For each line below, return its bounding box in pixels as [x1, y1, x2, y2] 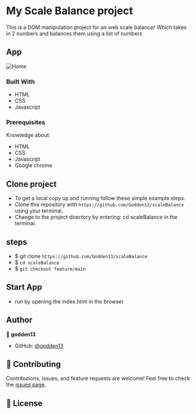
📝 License [6, 398, 43, 408]
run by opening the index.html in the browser [14, 298, 124, 305]
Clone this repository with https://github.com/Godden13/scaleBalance [14, 201, 184, 208]
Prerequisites [6, 118, 45, 126]
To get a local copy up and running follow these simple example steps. [14, 195, 186, 202]
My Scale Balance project [6, 4, 134, 18]
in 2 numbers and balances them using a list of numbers [6, 30, 142, 37]
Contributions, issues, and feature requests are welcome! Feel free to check [6, 375, 190, 382]
